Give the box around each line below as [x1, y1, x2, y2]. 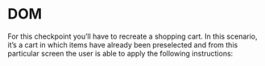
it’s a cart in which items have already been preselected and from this [7, 39, 238, 49]
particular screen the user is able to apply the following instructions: [7, 48, 234, 58]
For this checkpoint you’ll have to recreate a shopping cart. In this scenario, [7, 31, 259, 41]
